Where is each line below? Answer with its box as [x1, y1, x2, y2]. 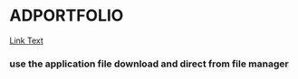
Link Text [9, 35, 43, 46]
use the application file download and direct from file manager [9, 57, 289, 70]
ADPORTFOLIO [9, 5, 124, 26]
